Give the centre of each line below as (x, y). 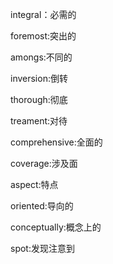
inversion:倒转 (39, 78)
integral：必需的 (43, 14)
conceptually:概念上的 (56, 227)
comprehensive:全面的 (56, 142)
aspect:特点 (34, 184)
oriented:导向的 (42, 206)
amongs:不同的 (41, 57)
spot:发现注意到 (42, 248)
